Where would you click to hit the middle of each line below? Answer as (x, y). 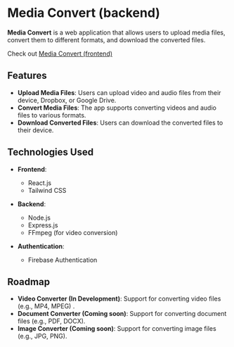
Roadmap (29, 282)
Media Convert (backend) (84, 13)
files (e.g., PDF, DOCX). (51, 321)
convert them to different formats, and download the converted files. (106, 39)
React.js (39, 183)
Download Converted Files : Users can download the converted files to (120, 122)
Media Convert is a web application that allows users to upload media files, (117, 32)
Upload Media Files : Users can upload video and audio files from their (119, 92)
